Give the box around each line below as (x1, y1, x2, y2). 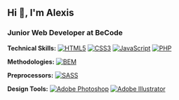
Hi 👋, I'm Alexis (7, 7, 74, 19)
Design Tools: (7, 85, 48, 93)
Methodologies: (7, 57, 55, 66)
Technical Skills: (7, 43, 56, 52)
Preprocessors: (7, 71, 54, 79)
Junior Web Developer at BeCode (7, 28, 123, 38)
